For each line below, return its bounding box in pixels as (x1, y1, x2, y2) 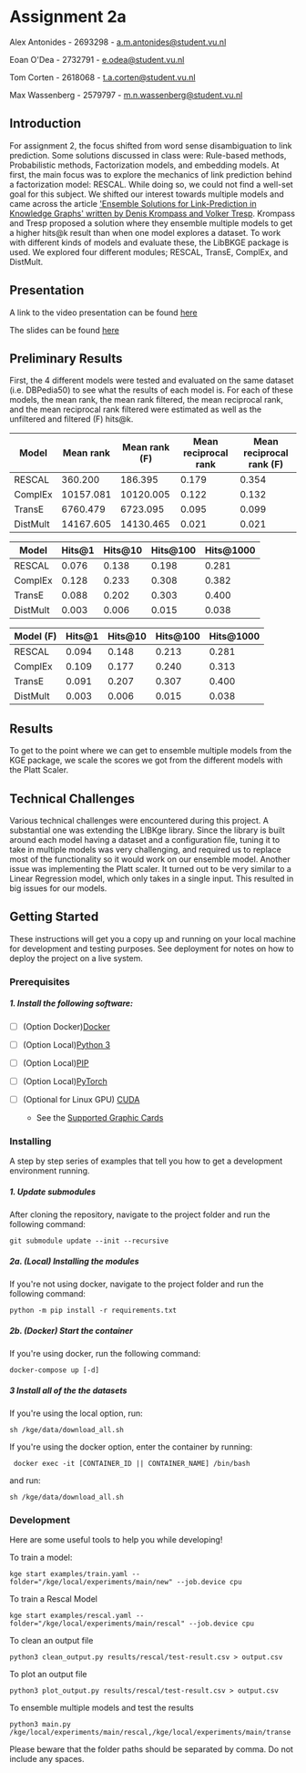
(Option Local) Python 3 (22, 1039, 111, 1050)
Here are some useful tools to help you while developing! (9, 1534, 223, 1545)
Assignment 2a (9, 6, 127, 27)
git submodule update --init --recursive (9, 1236, 169, 1245)
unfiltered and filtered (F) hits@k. (9, 414, 134, 425)
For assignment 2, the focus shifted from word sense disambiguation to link (9, 139, 293, 151)
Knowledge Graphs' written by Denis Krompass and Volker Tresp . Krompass (9, 208, 296, 219)
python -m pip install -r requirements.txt (9, 1306, 178, 1316)
